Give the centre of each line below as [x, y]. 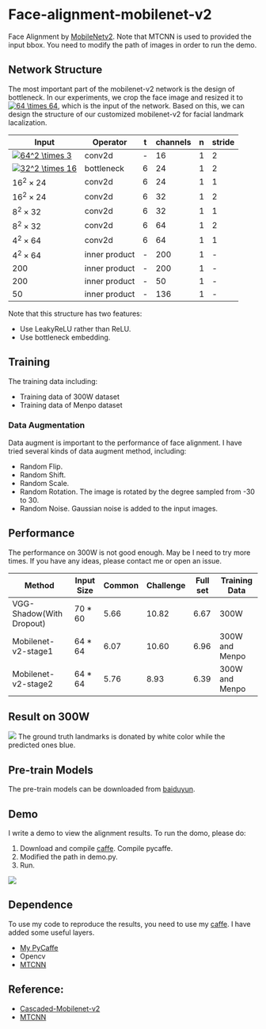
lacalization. [28, 122]
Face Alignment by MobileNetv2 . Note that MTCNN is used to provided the [130, 36]
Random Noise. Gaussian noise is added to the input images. [119, 508]
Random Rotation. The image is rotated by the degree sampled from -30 [137, 492]
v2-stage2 [32, 684]
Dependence [41, 905]
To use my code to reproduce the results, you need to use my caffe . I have [129, 924]
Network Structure [55, 70]
